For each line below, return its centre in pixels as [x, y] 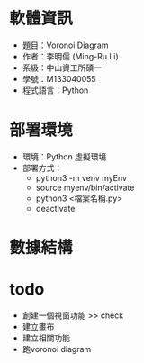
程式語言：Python [55, 90]
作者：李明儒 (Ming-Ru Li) [70, 56]
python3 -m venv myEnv [81, 177]
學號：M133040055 [59, 78]
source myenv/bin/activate [85, 187]
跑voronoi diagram [57, 349]
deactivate [55, 208]
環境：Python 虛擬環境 [64, 156]
